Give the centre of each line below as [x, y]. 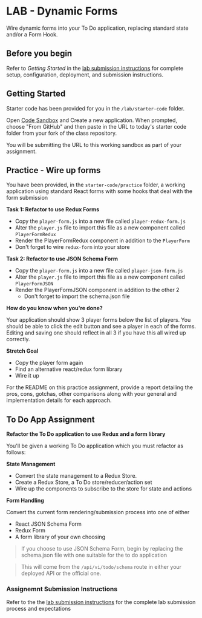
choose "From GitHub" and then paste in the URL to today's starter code [96, 126]
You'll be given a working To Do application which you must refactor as [95, 446]
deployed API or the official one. [61, 573]
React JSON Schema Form [48, 524]
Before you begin [39, 54]
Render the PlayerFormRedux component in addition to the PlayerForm [103, 240]
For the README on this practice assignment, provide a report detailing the [100, 387]
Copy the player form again [49, 363]
